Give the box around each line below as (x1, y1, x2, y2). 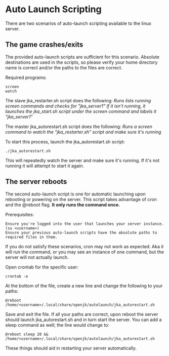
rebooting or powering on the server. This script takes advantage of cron (5, 196, 157, 202)
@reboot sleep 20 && (5, 332, 49, 337)
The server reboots (5, 177, 67, 186)
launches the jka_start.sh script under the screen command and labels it (5, 108, 157, 114)
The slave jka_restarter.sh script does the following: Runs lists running (5, 97, 151, 103)
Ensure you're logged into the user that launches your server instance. (5, 221, 164, 226)
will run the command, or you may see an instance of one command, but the (5, 249, 164, 255)
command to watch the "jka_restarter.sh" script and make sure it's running (5, 129, 161, 135)
